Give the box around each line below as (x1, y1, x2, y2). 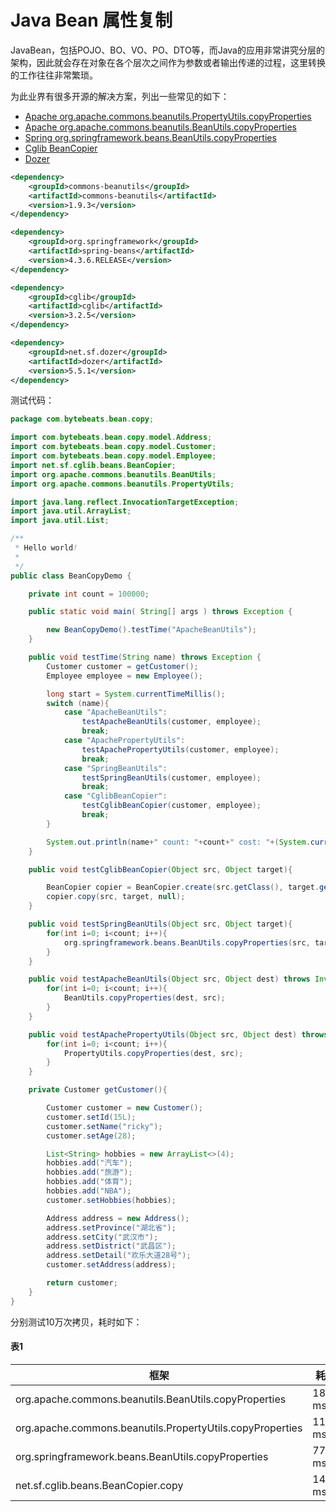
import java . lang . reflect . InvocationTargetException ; (10, 497, 240, 507)
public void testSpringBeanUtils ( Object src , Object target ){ (28, 919, 293, 930)
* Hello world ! (14, 543, 78, 553)
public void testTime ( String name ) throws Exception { (28, 652, 262, 663)
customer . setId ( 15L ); (46, 1112, 137, 1122)
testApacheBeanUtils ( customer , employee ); (81, 717, 262, 727)
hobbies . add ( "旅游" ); (46, 1167, 133, 1178)
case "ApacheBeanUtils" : (63, 707, 168, 718)
